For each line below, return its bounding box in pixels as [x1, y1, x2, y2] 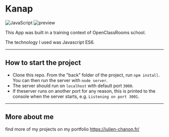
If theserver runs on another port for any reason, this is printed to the [12, 88, 156, 94]
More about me [5, 113, 54, 121]
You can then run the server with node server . [12, 77, 108, 83]
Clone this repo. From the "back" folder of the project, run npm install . [12, 72, 160, 78]
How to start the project [5, 58, 81, 67]
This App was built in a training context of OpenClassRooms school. [5, 29, 146, 35]
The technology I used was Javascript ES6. [5, 39, 95, 45]
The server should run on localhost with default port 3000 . [12, 83, 134, 89]
